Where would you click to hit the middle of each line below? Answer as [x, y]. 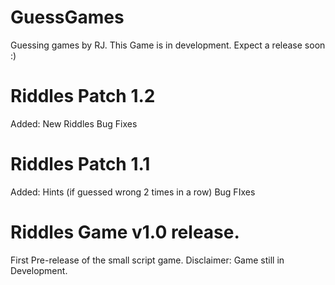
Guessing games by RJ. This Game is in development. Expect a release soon [168, 45]
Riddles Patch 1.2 [83, 96]
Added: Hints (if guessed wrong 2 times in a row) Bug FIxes [133, 192]
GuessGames [67, 17]
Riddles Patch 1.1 [80, 164]
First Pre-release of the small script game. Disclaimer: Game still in [147, 260]
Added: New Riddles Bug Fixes [74, 123]
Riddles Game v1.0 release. [125, 232]
